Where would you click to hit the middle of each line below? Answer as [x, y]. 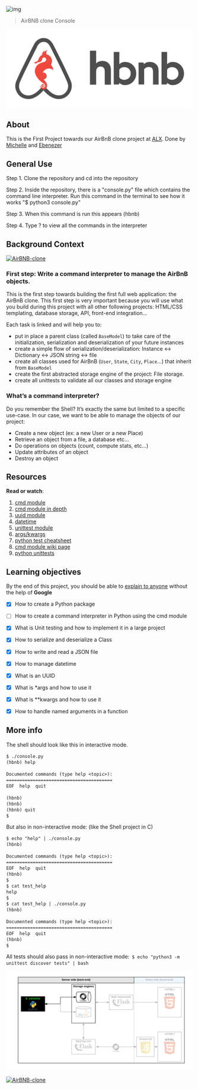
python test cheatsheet [43, 540]
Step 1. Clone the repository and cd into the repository [72, 178]
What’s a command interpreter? [53, 396]
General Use [29, 164]
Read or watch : [25, 491]
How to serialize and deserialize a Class [63, 640]
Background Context [45, 244]
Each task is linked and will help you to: [54, 325]
